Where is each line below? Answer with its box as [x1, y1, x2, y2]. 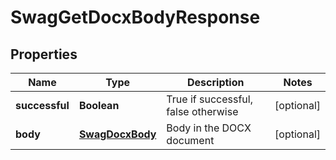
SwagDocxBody [78, 127, 157, 141]
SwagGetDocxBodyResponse [10, 6, 261, 29]
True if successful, [166, 92, 253, 106]
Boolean [78, 99, 120, 112]
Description [187, 76, 245, 89]
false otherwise [166, 105, 239, 118]
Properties [10, 46, 78, 63]
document [166, 134, 215, 147]
